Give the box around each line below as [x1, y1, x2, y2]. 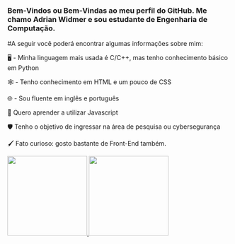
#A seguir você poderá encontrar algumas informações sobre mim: [7, 40, 203, 48]
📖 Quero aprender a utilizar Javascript [7, 108, 118, 117]
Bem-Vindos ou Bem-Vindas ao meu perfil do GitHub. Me [7, 6, 207, 16]
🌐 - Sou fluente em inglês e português [7, 94, 120, 103]
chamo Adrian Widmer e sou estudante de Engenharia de [7, 14, 207, 24]
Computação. [7, 23, 55, 33]
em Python [7, 64, 39, 72]
